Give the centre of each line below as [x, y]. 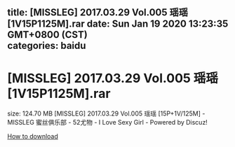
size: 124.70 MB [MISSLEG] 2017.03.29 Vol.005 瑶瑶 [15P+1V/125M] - [106, 113]
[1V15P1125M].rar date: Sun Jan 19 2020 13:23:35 [118, 24]
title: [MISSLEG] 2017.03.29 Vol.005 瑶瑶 [98, 13]
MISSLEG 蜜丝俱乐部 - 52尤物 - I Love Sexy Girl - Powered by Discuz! [108, 122]
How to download [33, 136]
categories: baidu [47, 46]
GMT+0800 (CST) [47, 35]
